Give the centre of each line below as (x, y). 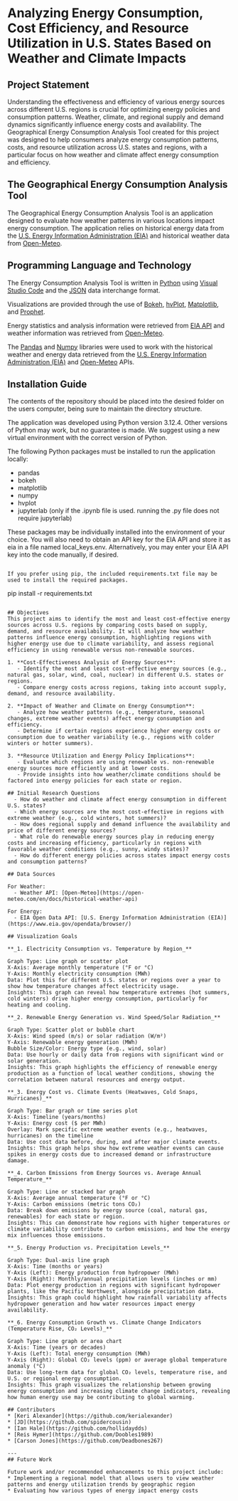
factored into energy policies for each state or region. (95, 781)
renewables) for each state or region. (66, 1217)
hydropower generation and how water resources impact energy (101, 1304)
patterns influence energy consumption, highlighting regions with (109, 638)
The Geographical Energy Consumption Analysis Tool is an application (110, 213)
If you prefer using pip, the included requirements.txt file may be (113, 574)
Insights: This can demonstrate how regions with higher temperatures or (119, 1223)
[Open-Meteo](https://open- (103, 893)
